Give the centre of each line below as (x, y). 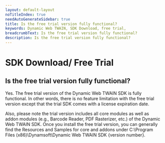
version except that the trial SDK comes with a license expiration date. (77, 104)
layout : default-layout (30, 10)
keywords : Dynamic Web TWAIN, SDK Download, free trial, (66, 29)
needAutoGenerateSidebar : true (38, 19)
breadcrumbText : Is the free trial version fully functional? (71, 33)
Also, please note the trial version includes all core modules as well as (77, 113)
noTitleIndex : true (25, 15)
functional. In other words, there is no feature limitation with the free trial (80, 98)
